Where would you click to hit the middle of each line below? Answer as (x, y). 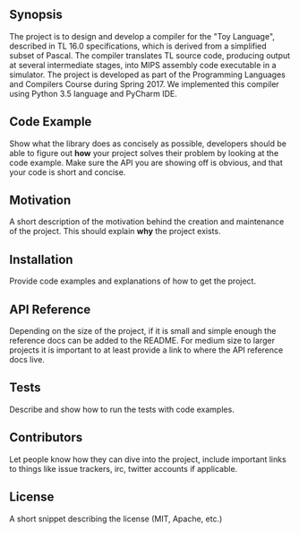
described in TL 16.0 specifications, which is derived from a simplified (138, 46)
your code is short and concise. (68, 172)
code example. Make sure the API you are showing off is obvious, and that (146, 162)
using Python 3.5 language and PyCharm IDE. (93, 93)
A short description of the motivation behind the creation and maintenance (147, 222)
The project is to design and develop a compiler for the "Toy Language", (142, 36)
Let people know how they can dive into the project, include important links (148, 459)
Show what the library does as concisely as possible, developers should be (148, 144)
